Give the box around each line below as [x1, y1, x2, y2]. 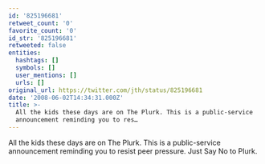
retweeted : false [8, 42, 67, 50]
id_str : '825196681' [8, 34, 78, 42]
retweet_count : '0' [8, 19, 74, 27]
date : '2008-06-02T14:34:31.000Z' [8, 94, 124, 102]
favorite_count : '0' [8, 26, 78, 34]
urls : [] [15, 78, 45, 86]
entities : [8, 49, 42, 57]
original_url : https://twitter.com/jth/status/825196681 [8, 86, 203, 94]
